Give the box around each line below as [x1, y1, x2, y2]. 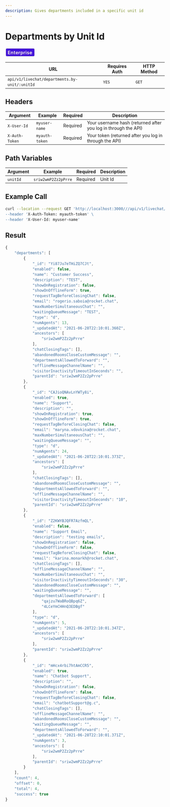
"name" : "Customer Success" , [32, 272, 94, 277]
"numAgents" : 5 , [32, 620, 67, 625]
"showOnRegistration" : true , [32, 411, 94, 416]
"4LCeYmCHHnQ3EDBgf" [41, 604, 85, 609]
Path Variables [5, 154, 52, 163]
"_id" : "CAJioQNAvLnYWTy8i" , [32, 390, 94, 395]
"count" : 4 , [14, 776, 39, 781]
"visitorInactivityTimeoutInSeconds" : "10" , [32, 497, 128, 502]
